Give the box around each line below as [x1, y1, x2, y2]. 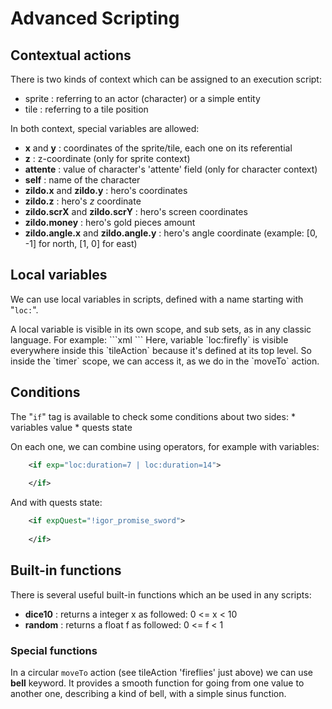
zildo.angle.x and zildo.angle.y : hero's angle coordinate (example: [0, [24, 227, 318, 239]
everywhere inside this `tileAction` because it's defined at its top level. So [10, 344, 312, 356]
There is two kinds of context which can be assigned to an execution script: [10, 73, 322, 85]
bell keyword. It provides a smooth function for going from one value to [10, 677, 305, 689]
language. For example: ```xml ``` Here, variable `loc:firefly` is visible [10, 333, 289, 346]
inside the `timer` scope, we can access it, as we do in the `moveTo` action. [10, 355, 320, 367]
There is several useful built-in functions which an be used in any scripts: [10, 588, 312, 601]
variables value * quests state [10, 421, 133, 433]
